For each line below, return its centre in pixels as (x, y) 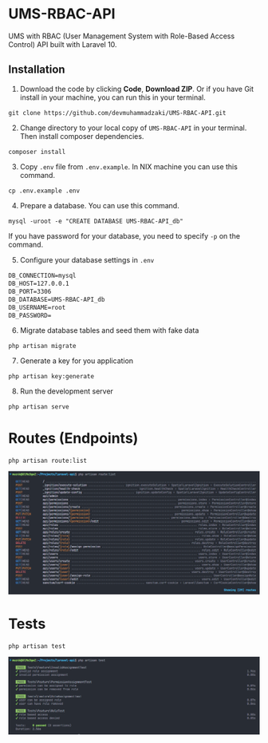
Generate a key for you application (77, 361)
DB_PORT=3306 (30, 291)
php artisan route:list (48, 460)
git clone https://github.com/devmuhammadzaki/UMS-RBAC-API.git (117, 113)
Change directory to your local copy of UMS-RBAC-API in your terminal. (133, 128)
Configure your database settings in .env (87, 259)
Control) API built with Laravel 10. (63, 44)
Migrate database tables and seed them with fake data (109, 330)
